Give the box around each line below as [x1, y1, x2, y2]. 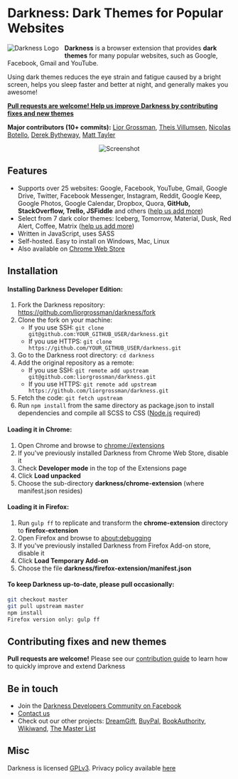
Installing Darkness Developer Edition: [7, 285, 123, 293]
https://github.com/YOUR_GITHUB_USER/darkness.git [28, 345, 182, 352]
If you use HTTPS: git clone [28, 337, 112, 346]
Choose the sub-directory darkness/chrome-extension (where [17, 479, 205, 487]
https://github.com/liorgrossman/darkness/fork [17, 308, 156, 317]
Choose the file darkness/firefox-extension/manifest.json [17, 564, 192, 573]
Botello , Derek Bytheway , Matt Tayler [7, 130, 116, 139]
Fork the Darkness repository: [17, 300, 105, 309]
